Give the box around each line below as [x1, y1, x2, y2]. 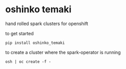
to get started [5, 30, 34, 36]
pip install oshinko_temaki [5, 40, 65, 45]
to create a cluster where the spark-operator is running [5, 49, 121, 55]
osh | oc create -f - [5, 59, 52, 64]
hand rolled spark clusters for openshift [5, 20, 88, 27]
